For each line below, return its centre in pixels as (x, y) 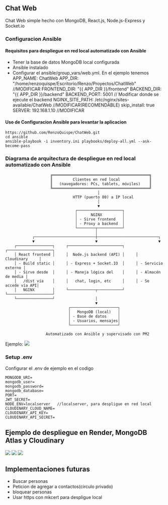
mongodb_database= (24, 390)
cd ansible (17, 137)
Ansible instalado (30, 67)
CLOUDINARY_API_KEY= (27, 413)
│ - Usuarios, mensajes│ (94, 321)
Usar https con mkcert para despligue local (57, 497)
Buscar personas (30, 481)
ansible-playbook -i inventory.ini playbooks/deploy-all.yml (71, 142)
